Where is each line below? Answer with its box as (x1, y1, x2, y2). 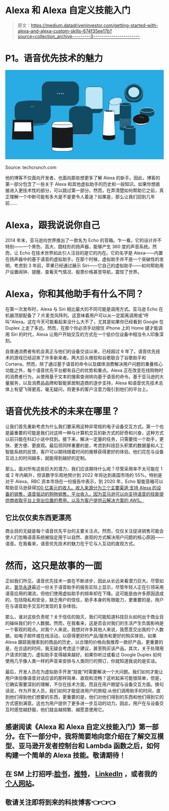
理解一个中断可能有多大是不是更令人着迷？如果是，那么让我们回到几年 (9, 193, 155, 199)
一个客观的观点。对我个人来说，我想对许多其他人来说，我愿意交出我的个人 (5, 626, 159, 632)
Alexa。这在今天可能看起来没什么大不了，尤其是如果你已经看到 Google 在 (12, 319, 164, 325)
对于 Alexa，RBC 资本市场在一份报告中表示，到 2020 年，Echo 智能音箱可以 (5, 478, 163, 484)
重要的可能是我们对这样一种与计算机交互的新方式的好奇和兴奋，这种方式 (14, 430, 164, 436)
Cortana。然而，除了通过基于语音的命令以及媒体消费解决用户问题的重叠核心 (5, 361, 163, 367)
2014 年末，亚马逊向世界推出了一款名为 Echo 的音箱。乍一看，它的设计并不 (5, 237, 162, 243)
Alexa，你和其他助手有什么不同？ (5, 288, 144, 300)
